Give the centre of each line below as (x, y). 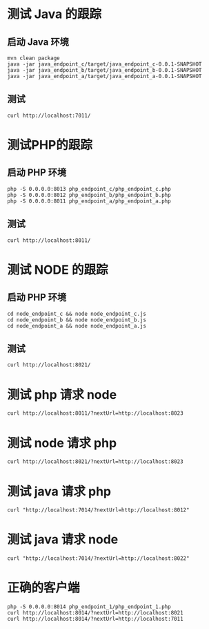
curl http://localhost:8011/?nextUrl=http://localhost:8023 (96, 413)
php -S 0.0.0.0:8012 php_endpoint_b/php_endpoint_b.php (89, 195)
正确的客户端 (44, 588)
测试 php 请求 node (62, 394)
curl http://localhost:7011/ (49, 115)
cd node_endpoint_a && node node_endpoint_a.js (77, 326)
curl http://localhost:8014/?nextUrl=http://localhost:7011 (96, 619)
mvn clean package (33, 58)
